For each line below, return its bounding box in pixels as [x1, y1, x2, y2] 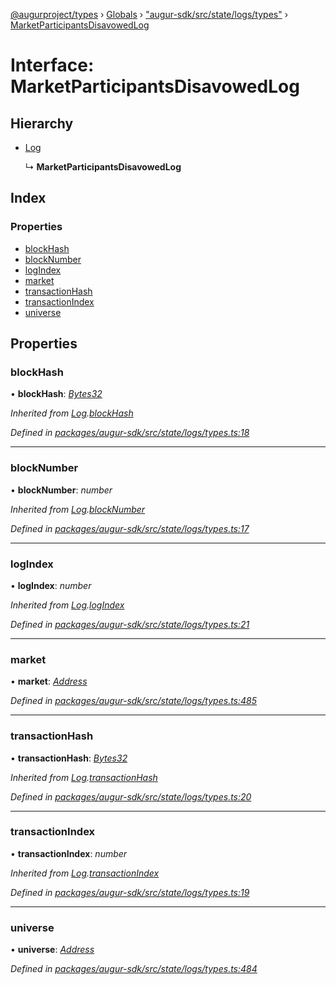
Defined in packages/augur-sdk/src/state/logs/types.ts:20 [10, 790, 252, 803]
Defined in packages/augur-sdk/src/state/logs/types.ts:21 [10, 618, 250, 630]
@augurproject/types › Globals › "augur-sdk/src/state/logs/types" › [10, 9, 289, 20]
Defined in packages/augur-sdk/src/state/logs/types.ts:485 [10, 695, 258, 707]
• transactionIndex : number [10, 847, 128, 859]
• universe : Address [10, 944, 95, 956]
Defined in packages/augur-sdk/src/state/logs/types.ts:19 [10, 886, 250, 898]
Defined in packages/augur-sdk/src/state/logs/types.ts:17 [10, 522, 250, 534]
